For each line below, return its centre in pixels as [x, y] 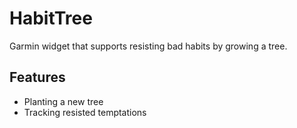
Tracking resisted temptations [85, 112]
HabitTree [51, 18]
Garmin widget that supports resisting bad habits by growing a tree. [148, 46]
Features [37, 77]
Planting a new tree [63, 101]
